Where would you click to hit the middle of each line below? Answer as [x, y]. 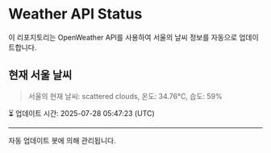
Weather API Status [75, 14]
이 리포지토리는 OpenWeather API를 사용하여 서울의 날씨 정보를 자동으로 [123, 37]
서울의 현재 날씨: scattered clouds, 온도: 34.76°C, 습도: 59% [125, 96]
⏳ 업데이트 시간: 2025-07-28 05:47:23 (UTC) [81, 113]
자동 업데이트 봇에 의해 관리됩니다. [62, 140]
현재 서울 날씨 [40, 75]
